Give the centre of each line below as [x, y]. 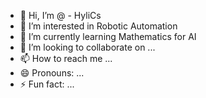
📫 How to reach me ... [66, 58]
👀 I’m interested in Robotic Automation [98, 26]
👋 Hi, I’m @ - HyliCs [60, 15]
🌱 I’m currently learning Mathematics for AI [108, 36]
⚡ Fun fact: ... [47, 84]
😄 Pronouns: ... [52, 73]
